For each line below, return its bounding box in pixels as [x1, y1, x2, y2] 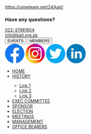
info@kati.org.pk [5, 32, 38, 38]
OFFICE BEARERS [12, 124, 48, 130]
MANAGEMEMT [12, 119, 44, 125]
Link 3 [19, 93, 32, 99]
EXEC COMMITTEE [12, 98, 51, 104]
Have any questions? [5, 16, 55, 23]
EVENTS [7, 38, 24, 44]
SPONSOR [12, 104, 33, 109]
